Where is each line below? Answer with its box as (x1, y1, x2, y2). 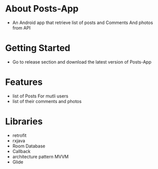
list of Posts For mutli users (12, 93, 69, 99)
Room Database (12, 143, 46, 149)
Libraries (5, 116, 43, 127)
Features (5, 76, 43, 88)
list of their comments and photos (12, 98, 82, 104)
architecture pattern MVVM (12, 153, 69, 159)
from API (12, 24, 31, 30)
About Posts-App (5, 3, 79, 14)
